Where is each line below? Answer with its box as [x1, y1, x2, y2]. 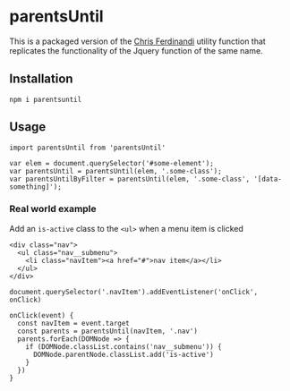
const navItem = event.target [17, 319, 130, 327]
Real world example [9, 203, 97, 216]
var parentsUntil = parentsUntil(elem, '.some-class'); [9, 166, 222, 175]
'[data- [253, 174, 282, 183]
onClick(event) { [9, 310, 74, 319]
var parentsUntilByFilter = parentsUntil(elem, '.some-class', [9, 174, 251, 183]
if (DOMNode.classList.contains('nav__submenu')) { [25, 342, 222, 351]
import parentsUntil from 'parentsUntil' [9, 143, 166, 152]
